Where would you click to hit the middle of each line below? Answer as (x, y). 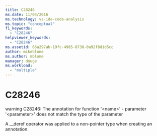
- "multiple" (23, 70)
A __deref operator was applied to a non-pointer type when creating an (79, 123)
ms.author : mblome (24, 56)
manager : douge (21, 61)
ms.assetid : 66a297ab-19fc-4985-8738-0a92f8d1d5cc (59, 47)
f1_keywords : (19, 28)
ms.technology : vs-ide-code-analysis (45, 19)
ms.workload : (19, 65)
